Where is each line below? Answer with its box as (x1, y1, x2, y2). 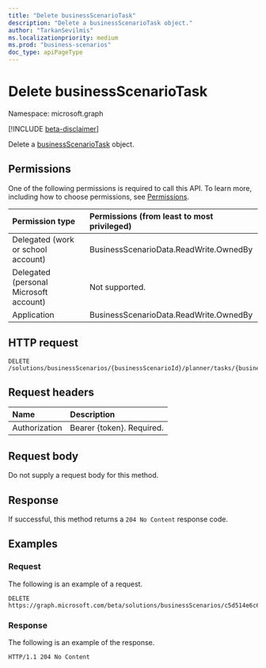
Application (12, 309, 55, 320)
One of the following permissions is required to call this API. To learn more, (8, 183, 253, 193)
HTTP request (8, 336, 79, 349)
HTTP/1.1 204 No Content (8, 653, 90, 661)
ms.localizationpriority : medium (8, 33, 119, 42)
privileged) (89, 220, 132, 231)
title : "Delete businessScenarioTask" (8, 11, 136, 20)
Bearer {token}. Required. (70, 422, 164, 433)
